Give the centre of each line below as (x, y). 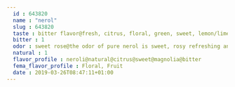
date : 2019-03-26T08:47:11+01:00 (63, 72)
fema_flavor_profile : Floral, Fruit (68, 66)
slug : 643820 (33, 27)
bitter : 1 (29, 40)
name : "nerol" (35, 20)
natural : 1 (31, 53)
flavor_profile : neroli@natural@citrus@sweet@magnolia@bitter (107, 60)
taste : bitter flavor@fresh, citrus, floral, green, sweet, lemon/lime (121, 33)
